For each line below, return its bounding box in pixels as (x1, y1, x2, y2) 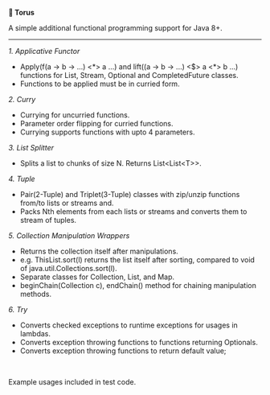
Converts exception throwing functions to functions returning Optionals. (19, 338, 259, 347)
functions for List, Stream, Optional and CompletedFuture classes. (19, 71, 239, 80)
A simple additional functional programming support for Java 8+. (8, 23, 223, 32)
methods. (19, 290, 52, 298)
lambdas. (19, 329, 51, 338)
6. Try (8, 305, 28, 314)
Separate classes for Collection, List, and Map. (19, 272, 175, 282)
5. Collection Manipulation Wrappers (8, 231, 130, 241)
